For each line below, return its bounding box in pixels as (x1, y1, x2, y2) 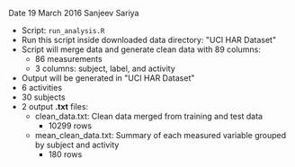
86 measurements (34, 54, 103, 64)
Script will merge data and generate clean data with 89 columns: (21, 44, 262, 55)
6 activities (21, 83, 63, 92)
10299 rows (48, 120, 92, 131)
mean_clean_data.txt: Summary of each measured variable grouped (34, 130, 287, 140)
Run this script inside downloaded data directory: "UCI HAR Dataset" (21, 35, 276, 45)
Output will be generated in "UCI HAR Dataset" (21, 73, 195, 83)
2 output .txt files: (21, 101, 89, 111)
